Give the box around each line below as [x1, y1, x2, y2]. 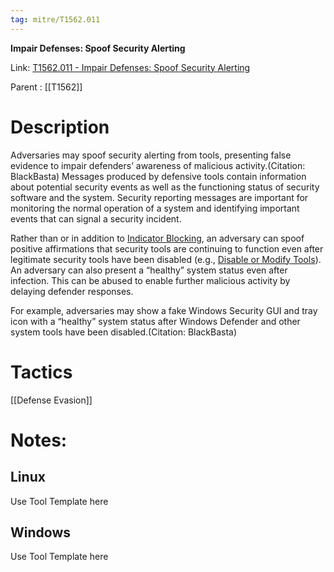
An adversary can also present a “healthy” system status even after [10, 264, 288, 276]
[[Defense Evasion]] [10, 394, 93, 406]
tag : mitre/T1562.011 [10, 14, 101, 25]
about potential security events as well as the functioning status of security [10, 181, 320, 193]
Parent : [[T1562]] [10, 81, 83, 93]
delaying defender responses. [10, 285, 134, 297]
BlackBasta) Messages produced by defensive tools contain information [10, 170, 307, 182]
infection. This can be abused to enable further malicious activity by [10, 274, 291, 286]
